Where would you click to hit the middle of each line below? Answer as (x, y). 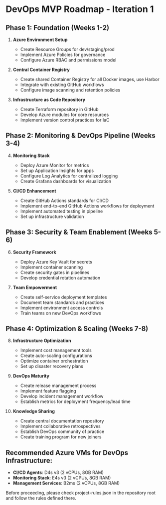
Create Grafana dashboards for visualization (66, 181)
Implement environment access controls (62, 307)
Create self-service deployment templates (64, 297)
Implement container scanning (52, 267)
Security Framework (34, 252)
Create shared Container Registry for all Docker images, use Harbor (90, 79)
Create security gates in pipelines (55, 272)
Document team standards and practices (62, 302)
